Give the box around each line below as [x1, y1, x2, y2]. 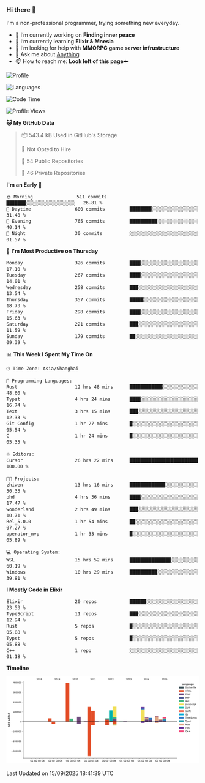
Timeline [6, 664, 29, 672]
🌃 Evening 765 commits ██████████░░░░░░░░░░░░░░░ [6, 219, 199, 225]
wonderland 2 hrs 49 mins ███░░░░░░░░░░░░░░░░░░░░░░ [6, 506, 199, 513]
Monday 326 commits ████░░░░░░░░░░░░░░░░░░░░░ [6, 260, 199, 266]
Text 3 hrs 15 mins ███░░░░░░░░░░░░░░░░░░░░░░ [6, 408, 199, 415]
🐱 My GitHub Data [6, 119, 55, 127]
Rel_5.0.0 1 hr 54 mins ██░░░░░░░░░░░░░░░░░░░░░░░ [6, 519, 199, 525]
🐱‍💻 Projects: [6, 476, 40, 482]
